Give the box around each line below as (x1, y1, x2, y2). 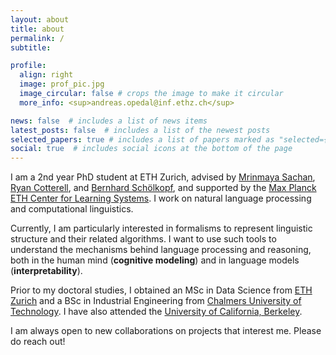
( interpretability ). (10, 265, 83, 277)
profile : (10, 61, 47, 71)
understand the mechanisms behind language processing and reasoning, (10, 244, 312, 256)
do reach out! (10, 336, 66, 348)
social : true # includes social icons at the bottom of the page (10, 144, 293, 154)
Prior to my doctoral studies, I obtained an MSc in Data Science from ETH (10, 284, 313, 296)
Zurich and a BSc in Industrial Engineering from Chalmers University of (10, 295, 302, 307)
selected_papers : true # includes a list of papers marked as (10, 134, 275, 145)
